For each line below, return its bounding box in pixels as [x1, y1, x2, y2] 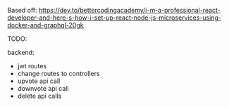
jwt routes [17, 62, 47, 70]
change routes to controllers [17, 70, 100, 77]
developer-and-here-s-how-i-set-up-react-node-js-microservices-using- [7, 13, 222, 22]
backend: [7, 49, 35, 56]
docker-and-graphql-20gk [7, 21, 84, 29]
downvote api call [17, 84, 69, 92]
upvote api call [17, 77, 61, 85]
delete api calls [17, 92, 62, 100]
